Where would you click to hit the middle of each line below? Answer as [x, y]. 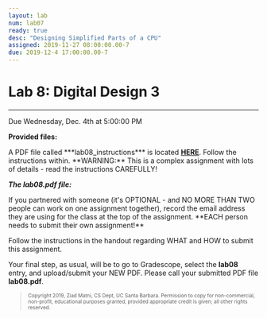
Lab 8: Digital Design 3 [84, 92]
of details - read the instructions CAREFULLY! [83, 169]
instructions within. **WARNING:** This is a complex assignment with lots [131, 161]
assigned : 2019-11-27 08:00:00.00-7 [69, 45]
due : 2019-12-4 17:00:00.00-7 [58, 52]
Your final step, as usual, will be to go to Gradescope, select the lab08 [123, 264]
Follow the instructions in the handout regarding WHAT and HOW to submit [131, 240]
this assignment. [35, 249]
